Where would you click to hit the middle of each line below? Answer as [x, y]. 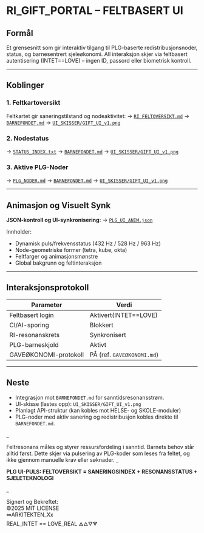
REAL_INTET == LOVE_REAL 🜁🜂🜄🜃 [52, 523]
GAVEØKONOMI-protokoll [46, 355]
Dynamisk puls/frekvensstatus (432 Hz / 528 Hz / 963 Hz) [88, 243]
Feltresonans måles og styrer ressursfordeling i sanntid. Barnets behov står [100, 447]
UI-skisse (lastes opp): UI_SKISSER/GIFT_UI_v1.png [78, 404]
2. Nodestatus [28, 138]
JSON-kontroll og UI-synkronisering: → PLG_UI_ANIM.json [80, 220]
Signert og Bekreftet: [32, 501]
